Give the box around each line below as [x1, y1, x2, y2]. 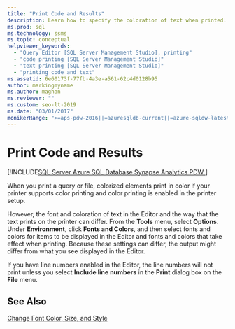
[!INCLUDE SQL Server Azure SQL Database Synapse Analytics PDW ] [7, 167, 208, 176]
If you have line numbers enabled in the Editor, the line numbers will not [7, 260, 213, 269]
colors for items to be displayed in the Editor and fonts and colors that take [7, 232, 222, 240]
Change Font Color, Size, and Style [7, 314, 108, 323]
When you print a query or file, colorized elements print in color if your [7, 181, 211, 190]
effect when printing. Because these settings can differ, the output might [7, 239, 217, 248]
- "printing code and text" [13, 69, 96, 76]
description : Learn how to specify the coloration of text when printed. [7, 17, 227, 24]
